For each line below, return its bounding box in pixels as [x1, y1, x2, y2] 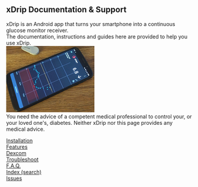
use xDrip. [6, 39, 31, 46]
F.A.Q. [6, 162, 21, 169]
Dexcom [6, 149, 27, 156]
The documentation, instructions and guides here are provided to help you [6, 33, 188, 40]
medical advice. [6, 125, 45, 133]
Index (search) [6, 168, 42, 175]
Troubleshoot [6, 156, 39, 163]
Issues [6, 175, 23, 182]
